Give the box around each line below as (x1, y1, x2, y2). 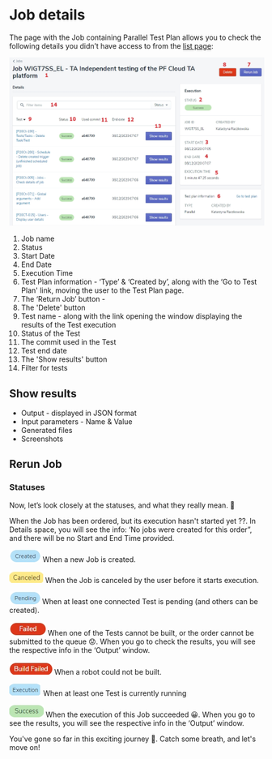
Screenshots (20, 434, 64, 444)
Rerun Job (9, 457, 63, 471)
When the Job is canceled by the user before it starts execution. (45, 575, 259, 585)
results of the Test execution (20, 320, 117, 330)
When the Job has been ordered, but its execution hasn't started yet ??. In (9, 516, 257, 525)
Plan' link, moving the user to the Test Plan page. (20, 285, 185, 295)
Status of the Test (20, 328, 81, 338)
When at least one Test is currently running (42, 688, 187, 698)
